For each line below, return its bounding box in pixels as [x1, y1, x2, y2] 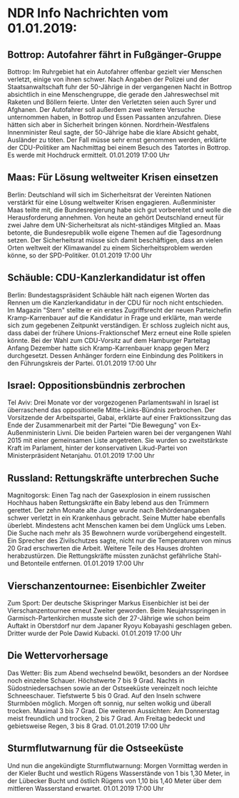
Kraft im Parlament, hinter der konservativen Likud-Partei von [7, 444, 188, 452]
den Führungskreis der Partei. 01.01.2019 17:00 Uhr [7, 359, 157, 367]
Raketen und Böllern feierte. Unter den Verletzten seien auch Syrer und [7, 98, 216, 106]
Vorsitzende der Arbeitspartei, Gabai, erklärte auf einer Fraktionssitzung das [7, 414, 232, 422]
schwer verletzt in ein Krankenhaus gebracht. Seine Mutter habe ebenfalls [7, 513, 226, 522]
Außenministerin [7, 429, 56, 437]
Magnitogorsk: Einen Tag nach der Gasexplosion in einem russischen [7, 491, 210, 500]
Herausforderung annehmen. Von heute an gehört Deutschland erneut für [7, 213, 224, 222]
